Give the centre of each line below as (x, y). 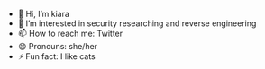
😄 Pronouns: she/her (57, 46)
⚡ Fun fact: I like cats (57, 56)
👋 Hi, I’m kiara (44, 14)
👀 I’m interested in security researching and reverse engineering (137, 23)
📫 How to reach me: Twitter (70, 33)
